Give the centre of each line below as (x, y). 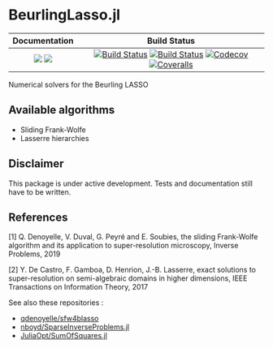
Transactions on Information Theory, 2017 (78, 287)
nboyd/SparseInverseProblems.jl (75, 327)
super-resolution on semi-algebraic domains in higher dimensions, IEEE (128, 278)
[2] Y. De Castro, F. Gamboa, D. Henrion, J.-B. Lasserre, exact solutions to (132, 270)
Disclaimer (36, 164)
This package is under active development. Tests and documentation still (131, 183)
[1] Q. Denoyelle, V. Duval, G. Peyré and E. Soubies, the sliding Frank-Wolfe (133, 237)
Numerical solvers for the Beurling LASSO (78, 84)
